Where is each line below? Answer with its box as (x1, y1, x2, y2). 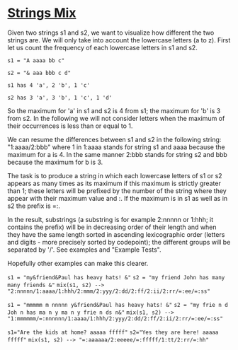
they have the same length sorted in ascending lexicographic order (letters (7, 230, 225, 238)
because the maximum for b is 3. (7, 158, 103, 166)
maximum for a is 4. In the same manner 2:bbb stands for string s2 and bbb (7, 150, 228, 158)
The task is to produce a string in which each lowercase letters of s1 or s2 (7, 171, 222, 180)
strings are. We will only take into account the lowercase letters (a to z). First (7, 35, 231, 44)
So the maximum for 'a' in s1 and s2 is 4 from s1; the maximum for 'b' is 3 (7, 106, 221, 115)
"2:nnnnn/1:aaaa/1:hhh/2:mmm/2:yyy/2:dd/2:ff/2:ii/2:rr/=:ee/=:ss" (7, 288, 211, 295)
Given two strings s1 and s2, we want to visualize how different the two (7, 28, 215, 37)
